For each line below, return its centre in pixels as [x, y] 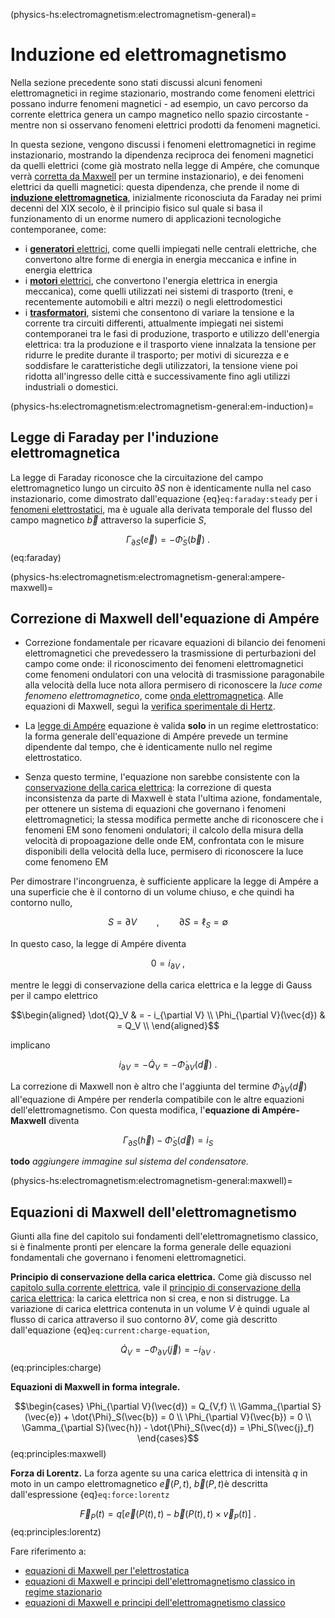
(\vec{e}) [43, 1416]
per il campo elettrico [54, 995]
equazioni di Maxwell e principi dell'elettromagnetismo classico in [160, 1581]
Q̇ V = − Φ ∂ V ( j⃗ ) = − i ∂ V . [168, 1351]
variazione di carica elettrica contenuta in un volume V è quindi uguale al [160, 1309]
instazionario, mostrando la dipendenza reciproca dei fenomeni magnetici [162, 155]
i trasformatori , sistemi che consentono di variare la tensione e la [159, 312]
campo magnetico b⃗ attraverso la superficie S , [108, 520]
